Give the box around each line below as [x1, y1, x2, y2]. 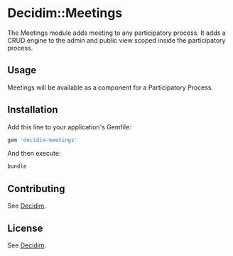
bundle [7, 163, 27, 170]
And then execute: [7, 149, 61, 158]
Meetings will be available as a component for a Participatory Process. [7, 83, 214, 92]
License [7, 222, 43, 234]
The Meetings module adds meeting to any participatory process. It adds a [7, 28, 226, 37]
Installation [7, 104, 58, 116]
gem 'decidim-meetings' [7, 137, 78, 144]
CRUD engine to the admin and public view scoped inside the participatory [7, 36, 226, 44]
